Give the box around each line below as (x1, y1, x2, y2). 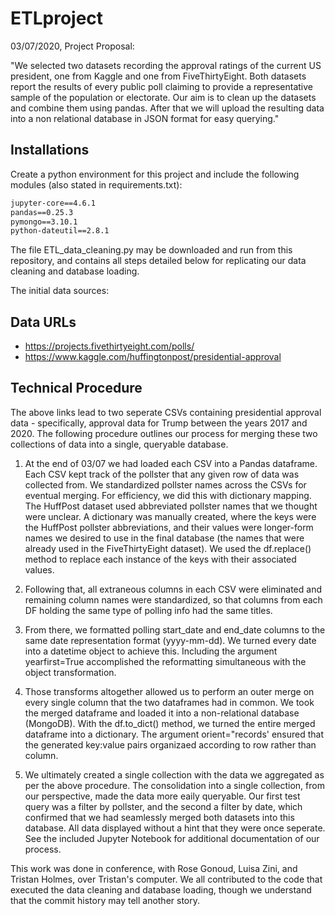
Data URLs (10, 313, 77, 331)
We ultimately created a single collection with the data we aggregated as (24, 768, 325, 781)
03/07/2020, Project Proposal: (10, 40, 135, 52)
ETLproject (10, 7, 104, 30)
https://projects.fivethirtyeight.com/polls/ (24, 340, 195, 352)
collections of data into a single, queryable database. (10, 438, 229, 450)
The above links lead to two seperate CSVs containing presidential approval (10, 406, 322, 418)
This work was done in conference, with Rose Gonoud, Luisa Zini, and (10, 862, 298, 874)
